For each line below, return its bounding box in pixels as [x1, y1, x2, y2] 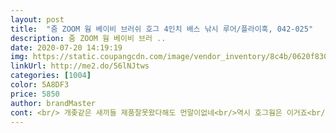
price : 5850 [10, 89, 60, 99]
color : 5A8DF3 [10, 80, 70, 90]
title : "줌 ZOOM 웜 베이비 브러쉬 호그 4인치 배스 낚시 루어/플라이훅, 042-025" [10, 24, 314, 34]
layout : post [10, 14, 65, 25]
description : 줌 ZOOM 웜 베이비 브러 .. [10, 33, 167, 43]
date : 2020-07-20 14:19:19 [10, 42, 123, 53]
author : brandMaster [10, 98, 97, 108]
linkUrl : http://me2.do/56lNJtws [10, 61, 150, 71]
